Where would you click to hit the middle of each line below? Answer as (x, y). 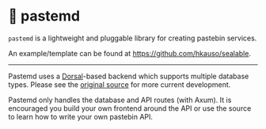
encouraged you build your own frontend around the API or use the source (130, 108)
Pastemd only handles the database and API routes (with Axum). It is (120, 100)
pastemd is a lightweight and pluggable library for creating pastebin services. (133, 38)
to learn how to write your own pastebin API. (80, 116)
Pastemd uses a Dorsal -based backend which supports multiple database (129, 76)
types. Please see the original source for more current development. (120, 84)
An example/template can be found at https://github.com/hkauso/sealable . (130, 53)
